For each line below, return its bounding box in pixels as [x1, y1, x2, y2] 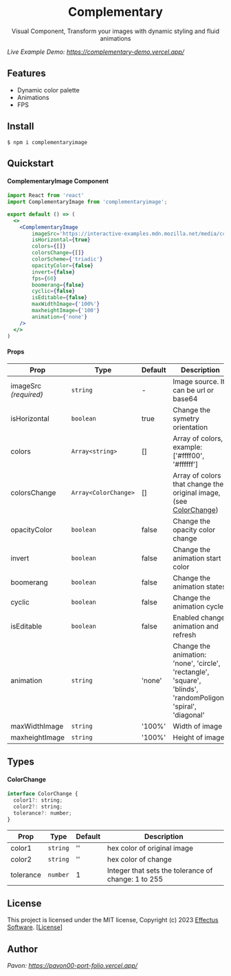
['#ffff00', [173, 451, 205, 460]
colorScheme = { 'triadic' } [32, 256, 103, 263]
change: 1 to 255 [107, 874, 164, 884]
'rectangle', [173, 667, 210, 676]
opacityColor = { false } [32, 262, 94, 269]
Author [7, 943, 38, 955]
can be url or [173, 385, 214, 395]
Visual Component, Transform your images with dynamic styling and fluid [11, 27, 220, 35]
